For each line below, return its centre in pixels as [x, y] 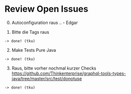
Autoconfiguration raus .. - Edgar [45, 23]
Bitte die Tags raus [30, 32]
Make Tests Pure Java [34, 50]
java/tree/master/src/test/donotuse [47, 78]
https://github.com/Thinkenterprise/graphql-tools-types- [69, 73]
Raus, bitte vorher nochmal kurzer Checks [54, 68]
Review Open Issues [47, 9]
